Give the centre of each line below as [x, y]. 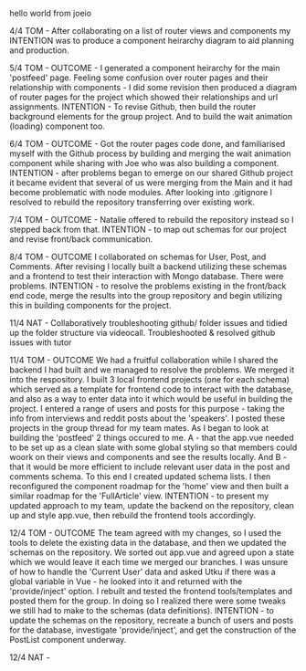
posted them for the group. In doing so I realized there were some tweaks [148, 601]
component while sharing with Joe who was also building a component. [144, 163]
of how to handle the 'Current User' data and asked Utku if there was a [142, 571]
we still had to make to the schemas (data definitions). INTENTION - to [142, 610]
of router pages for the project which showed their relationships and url [144, 97]
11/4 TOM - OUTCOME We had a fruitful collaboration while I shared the [144, 360]
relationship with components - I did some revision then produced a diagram [153, 87]
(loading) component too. [57, 126]
